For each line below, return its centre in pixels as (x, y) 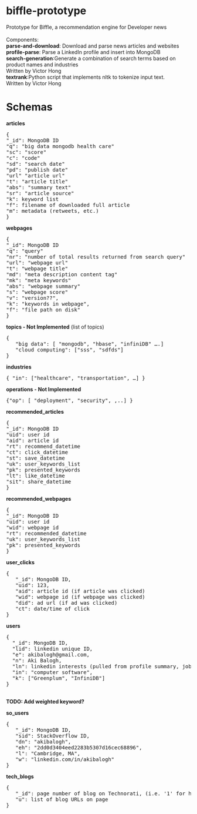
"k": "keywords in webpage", (48, 304)
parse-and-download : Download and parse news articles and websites (93, 46)
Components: (23, 39)
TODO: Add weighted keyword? (45, 701)
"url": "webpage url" (37, 262)
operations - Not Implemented (43, 389)
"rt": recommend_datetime (43, 446)
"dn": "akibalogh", (43, 741)
